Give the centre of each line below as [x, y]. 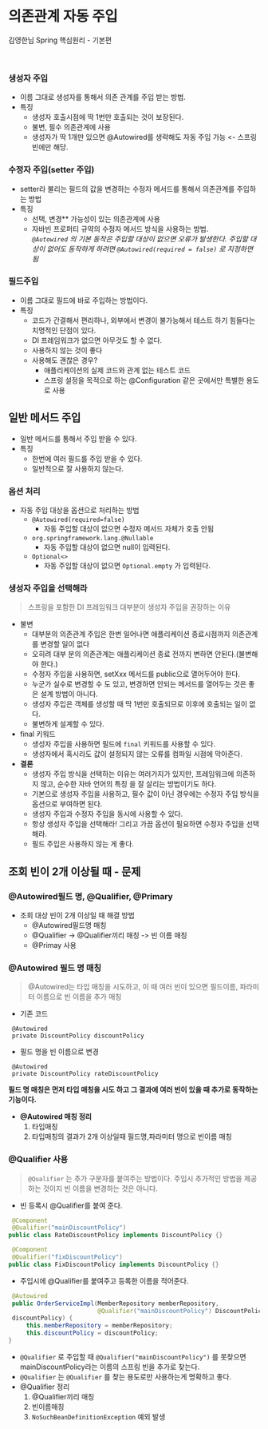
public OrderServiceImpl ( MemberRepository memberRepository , [115, 1304]
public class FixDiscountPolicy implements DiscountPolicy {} [114, 1264]
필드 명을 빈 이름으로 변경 [59, 1052]
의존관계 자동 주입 [63, 16]
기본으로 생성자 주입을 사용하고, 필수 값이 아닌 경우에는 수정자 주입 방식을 [146, 794]
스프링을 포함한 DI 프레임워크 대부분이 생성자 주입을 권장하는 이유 [129, 607]
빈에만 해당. [50, 147]
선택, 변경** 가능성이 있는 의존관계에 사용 [96, 219]
